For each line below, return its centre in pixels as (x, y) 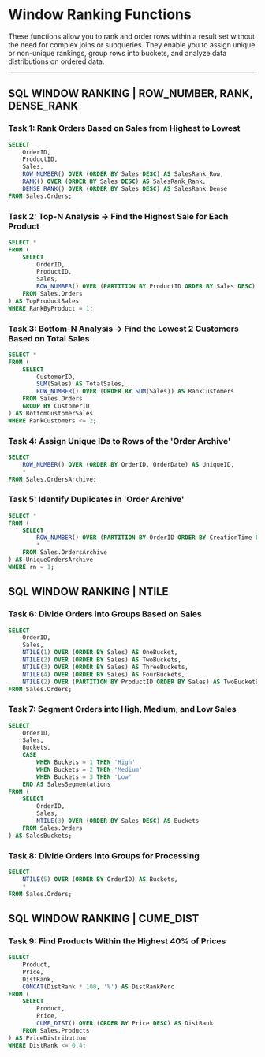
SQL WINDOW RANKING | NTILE (88, 592)
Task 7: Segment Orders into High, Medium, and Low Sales (122, 709)
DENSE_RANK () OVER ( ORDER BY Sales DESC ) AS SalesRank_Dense (125, 188)
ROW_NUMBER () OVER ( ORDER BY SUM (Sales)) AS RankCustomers (136, 392)
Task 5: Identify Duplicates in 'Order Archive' (96, 500)
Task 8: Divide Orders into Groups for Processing (104, 855)
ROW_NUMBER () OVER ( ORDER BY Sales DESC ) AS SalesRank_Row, (123, 174)
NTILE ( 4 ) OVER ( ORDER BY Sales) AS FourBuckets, (104, 674)
